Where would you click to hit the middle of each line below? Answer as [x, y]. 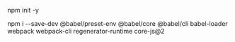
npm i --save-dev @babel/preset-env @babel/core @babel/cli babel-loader [117, 23]
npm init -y [23, 10]
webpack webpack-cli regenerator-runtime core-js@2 [86, 31]
